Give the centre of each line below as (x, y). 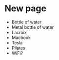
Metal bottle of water (33, 27)
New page (26, 9)
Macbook (21, 38)
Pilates (18, 48)
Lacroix (19, 32)
